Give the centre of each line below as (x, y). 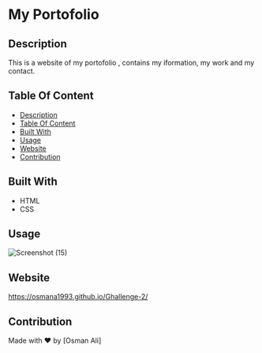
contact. (22, 71)
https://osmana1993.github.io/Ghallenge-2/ (78, 297)
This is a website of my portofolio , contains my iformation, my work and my (131, 62)
